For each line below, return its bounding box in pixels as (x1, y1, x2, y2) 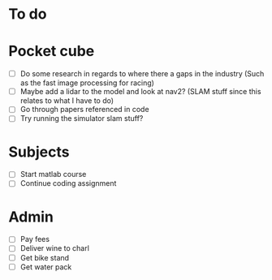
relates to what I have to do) (19, 96, 114, 106)
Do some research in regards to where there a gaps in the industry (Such (19, 69, 265, 79)
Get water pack (19, 261, 72, 272)
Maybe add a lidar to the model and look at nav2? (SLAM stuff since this (19, 87, 261, 97)
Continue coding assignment (19, 179, 117, 188)
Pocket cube (8, 42, 95, 61)
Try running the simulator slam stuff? (19, 114, 144, 123)
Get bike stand (19, 252, 70, 262)
